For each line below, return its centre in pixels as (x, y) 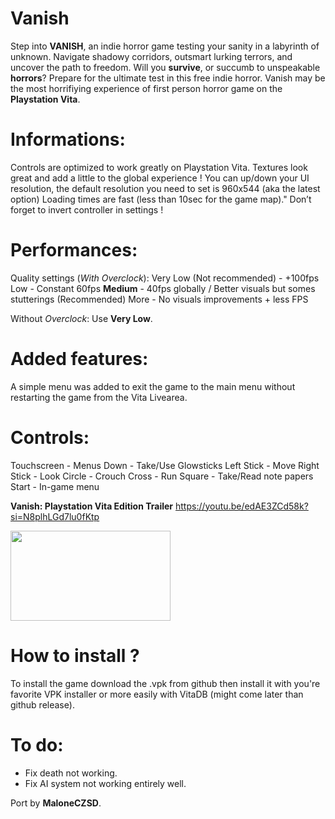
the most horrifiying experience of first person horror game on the (146, 88)
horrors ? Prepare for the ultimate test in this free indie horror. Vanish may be (168, 78)
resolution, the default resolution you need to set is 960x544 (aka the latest (165, 188)
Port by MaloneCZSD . (56, 803)
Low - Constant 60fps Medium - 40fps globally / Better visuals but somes (163, 288)
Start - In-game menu (55, 486)
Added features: (79, 359)
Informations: (68, 139)
